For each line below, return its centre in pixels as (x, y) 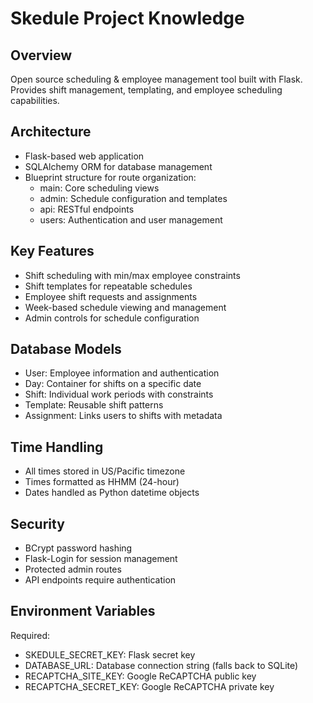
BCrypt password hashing (78, 548)
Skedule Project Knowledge (127, 18)
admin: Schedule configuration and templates (133, 198)
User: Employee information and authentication (122, 373)
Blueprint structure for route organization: (110, 177)
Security (37, 523)
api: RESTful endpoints (87, 209)
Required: (30, 635)
